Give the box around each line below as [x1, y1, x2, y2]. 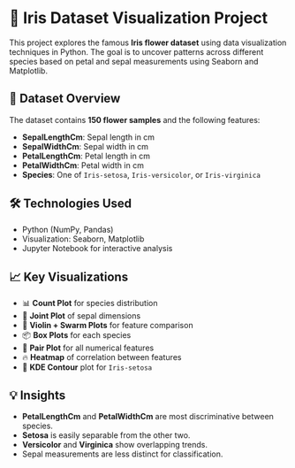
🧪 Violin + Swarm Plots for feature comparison [21, 320, 193, 331]
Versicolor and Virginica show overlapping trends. [21, 440, 208, 450]
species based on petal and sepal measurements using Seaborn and [9, 56, 259, 66]
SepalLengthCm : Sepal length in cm [21, 132, 155, 142]
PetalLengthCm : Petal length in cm [21, 150, 150, 161]
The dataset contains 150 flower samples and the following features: [9, 114, 261, 125]
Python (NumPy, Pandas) [21, 224, 114, 234]
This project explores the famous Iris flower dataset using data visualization [9, 37, 287, 48]
